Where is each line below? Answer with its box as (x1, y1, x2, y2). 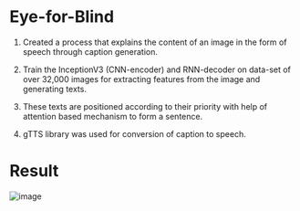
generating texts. (22, 83, 87, 94)
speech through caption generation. (22, 46, 158, 57)
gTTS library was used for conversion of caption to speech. (22, 128, 246, 139)
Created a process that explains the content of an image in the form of (22, 37, 287, 47)
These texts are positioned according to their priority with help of (22, 100, 268, 111)
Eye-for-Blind (9, 6, 115, 27)
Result (9, 161, 59, 182)
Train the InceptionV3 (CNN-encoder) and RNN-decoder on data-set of (22, 64, 292, 75)
